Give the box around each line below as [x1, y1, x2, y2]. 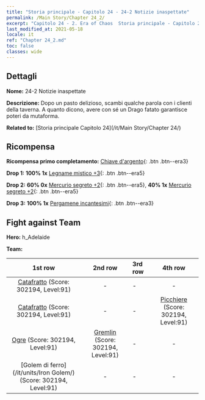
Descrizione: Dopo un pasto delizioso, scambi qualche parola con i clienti [6, 99, 192, 107]
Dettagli [6, 71, 37, 82]
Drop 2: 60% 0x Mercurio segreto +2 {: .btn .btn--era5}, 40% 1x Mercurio [6, 181, 192, 189]
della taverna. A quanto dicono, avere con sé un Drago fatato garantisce [6, 105, 188, 113]
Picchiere [160, 295, 188, 304]
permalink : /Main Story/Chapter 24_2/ [6, 15, 105, 21]
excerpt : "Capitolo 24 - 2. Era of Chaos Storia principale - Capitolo [6, 20, 195, 26]
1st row [32, 263, 56, 272]
